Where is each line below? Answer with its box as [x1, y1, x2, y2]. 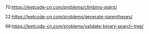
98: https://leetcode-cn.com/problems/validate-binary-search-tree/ [5, 23, 144, 29]
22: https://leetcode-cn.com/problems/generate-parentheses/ [5, 14, 133, 19]
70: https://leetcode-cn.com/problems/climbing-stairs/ [5, 4, 117, 10]
